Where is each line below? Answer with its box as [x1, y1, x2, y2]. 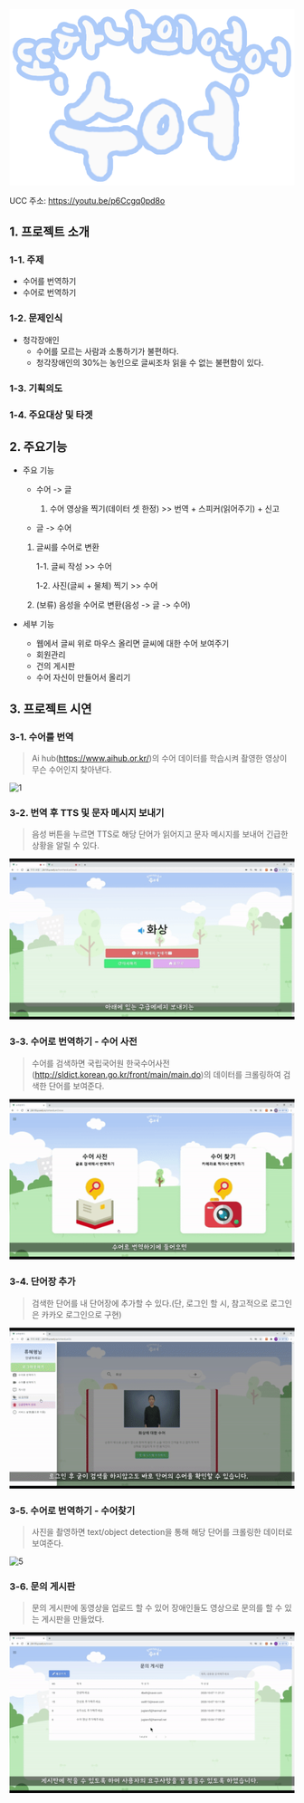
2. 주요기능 [9, 439, 68, 455]
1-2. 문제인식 [9, 312, 63, 325]
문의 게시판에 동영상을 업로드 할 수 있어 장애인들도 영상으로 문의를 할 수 [31, 1603, 283, 1614]
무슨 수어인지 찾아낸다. [31, 764, 112, 775]
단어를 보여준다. [48, 1080, 105, 1091]
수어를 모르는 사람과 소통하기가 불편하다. [35, 345, 179, 357]
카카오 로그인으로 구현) [41, 1309, 122, 1319]
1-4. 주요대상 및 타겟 [9, 408, 93, 421]
